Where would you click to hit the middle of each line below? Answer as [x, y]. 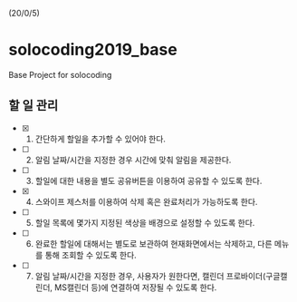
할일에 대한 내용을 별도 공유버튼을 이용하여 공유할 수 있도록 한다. [148, 180]
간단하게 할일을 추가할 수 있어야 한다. [101, 139]
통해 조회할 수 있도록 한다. [91, 255]
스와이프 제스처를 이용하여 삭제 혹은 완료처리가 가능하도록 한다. [146, 201]
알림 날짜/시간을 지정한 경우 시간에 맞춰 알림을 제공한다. [133, 160]
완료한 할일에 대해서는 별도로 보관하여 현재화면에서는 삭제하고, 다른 [153, 243]
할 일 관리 [34, 106]
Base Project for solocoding [60, 74]
